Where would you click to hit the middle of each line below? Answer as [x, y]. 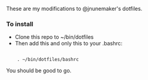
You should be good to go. [39, 70]
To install [20, 24]
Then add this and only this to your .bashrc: [69, 44]
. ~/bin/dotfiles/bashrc [48, 60]
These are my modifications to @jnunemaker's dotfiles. [74, 9]
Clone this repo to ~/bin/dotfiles [54, 37]
